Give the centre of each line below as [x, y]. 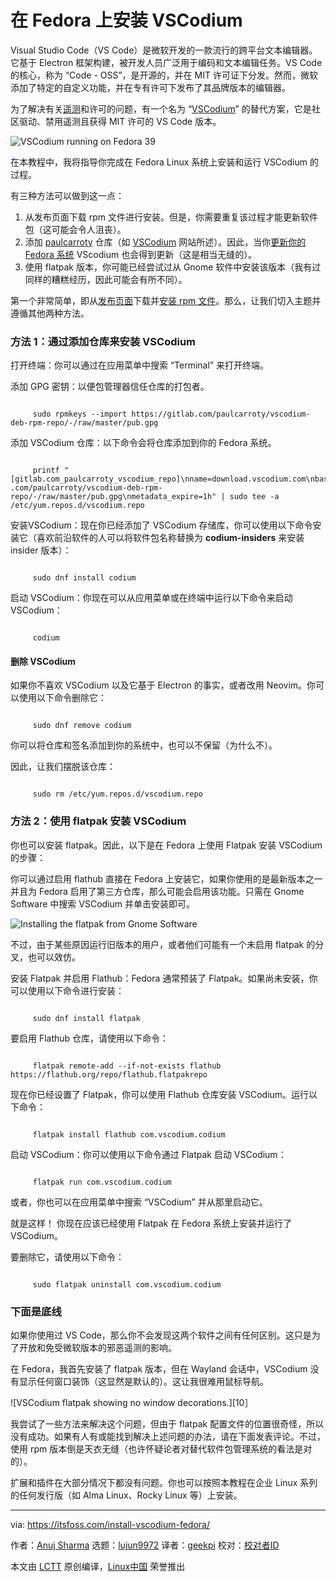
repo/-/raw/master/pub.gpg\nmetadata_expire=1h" [113, 497]
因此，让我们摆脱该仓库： [63, 767]
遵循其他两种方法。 [50, 313]
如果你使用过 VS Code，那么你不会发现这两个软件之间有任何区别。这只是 [161, 1335]
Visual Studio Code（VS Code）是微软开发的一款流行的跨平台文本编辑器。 [164, 50]
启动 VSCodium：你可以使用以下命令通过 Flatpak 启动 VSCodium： [148, 1154]
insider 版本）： [41, 550]
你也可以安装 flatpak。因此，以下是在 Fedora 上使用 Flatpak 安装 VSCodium [166, 845]
